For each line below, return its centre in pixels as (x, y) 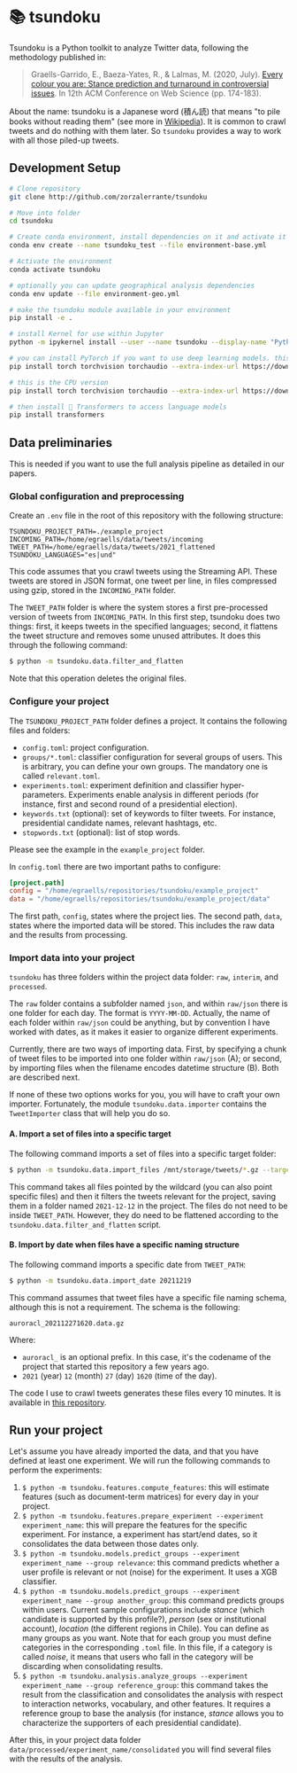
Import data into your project (72, 958)
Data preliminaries (61, 443)
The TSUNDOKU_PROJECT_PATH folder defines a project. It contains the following (148, 721)
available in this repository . (58, 1402)
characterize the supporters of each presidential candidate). (131, 1723)
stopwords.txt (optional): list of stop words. (101, 832)
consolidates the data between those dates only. (110, 1544)
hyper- (232, 785)
